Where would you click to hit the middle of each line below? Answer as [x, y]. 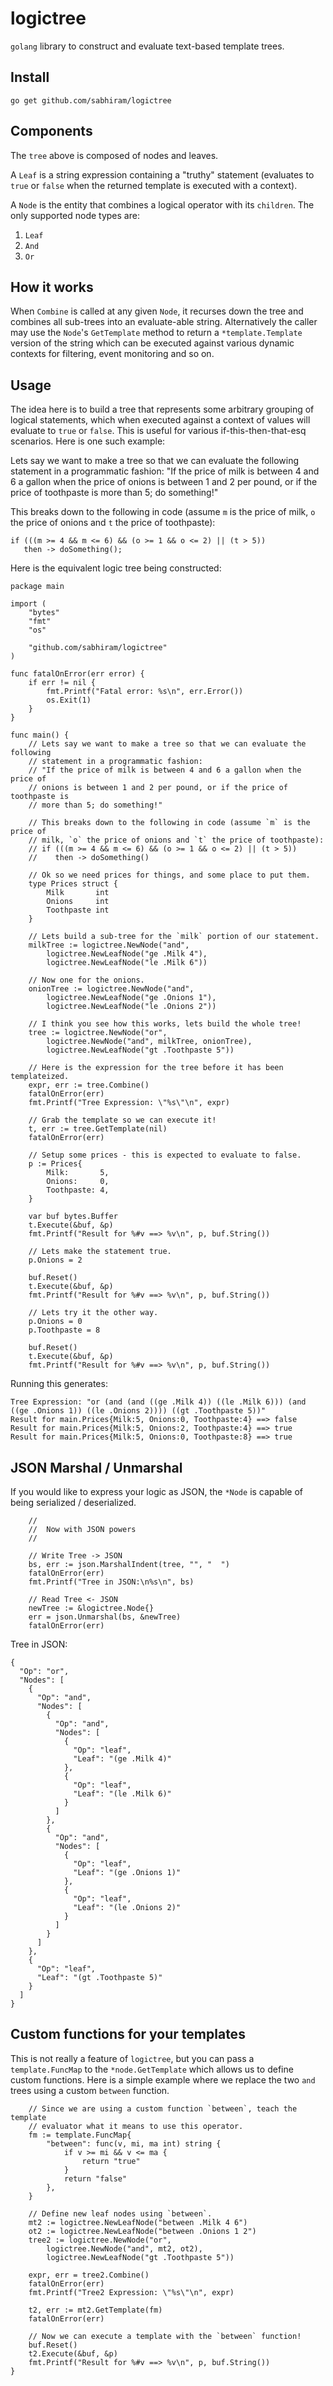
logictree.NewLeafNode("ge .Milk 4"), [127, 954]
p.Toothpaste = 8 [64, 1330]
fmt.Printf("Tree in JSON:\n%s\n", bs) [111, 1582]
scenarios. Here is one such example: [88, 441]
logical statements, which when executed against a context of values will [160, 420]
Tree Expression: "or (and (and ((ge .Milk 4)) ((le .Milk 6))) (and [158, 1402]
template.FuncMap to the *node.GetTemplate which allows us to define [152, 2069]
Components [51, 131]
